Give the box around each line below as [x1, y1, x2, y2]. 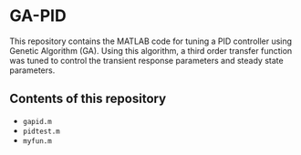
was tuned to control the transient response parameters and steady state [9, 55, 285, 66]
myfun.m [22, 136, 52, 146]
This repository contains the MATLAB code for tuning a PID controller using [9, 36, 293, 46]
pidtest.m [22, 127, 61, 136]
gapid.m [22, 117, 52, 126]
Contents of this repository [9, 91, 167, 107]
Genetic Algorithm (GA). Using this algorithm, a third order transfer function [9, 45, 293, 56]
